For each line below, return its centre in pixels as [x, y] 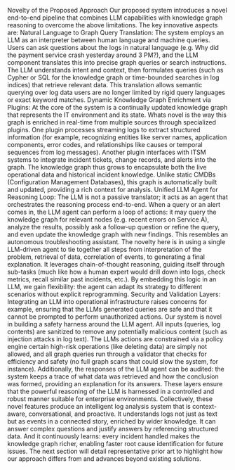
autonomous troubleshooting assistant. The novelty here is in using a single [116, 242]
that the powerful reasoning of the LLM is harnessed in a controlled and [111, 391]
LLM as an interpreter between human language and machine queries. [109, 40]
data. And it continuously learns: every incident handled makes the [104, 436]
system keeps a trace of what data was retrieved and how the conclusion [113, 376]
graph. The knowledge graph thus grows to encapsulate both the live [107, 167]
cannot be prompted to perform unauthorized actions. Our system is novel [115, 317]
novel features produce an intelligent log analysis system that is [99, 406]
